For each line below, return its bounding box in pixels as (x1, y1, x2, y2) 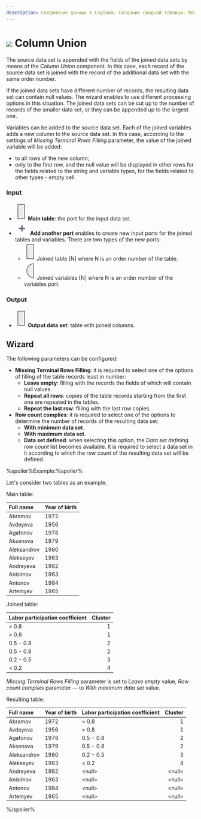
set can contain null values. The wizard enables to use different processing (6, 93, 191, 100)
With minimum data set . (23, 424, 85, 431)
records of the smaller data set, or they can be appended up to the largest (6, 105, 188, 113)
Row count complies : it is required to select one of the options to (14, 411, 176, 418)
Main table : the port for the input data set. (28, 214, 132, 222)
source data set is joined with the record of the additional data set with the (6, 69, 190, 76)
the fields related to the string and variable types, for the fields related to (14, 167, 194, 174)
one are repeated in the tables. (23, 398, 100, 406)
